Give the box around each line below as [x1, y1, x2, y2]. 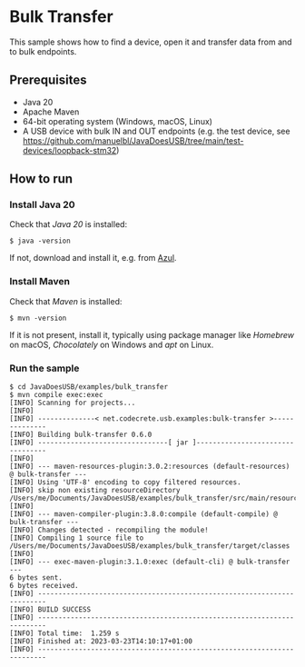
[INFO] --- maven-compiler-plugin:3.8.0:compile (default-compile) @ [9, 510, 279, 519]
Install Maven [9, 275, 71, 288]
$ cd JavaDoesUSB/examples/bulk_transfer [9, 383, 169, 392]
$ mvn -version [9, 314, 67, 323]
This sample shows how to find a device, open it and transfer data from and [9, 36, 292, 47]
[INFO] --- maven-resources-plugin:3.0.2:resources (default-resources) [9, 462, 290, 472]
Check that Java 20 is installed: [9, 219, 128, 230]
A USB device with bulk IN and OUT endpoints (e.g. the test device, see [22, 125, 290, 136]
